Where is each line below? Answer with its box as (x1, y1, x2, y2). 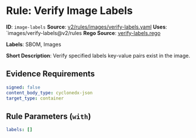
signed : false (6, 84, 41, 90)
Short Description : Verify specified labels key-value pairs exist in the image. (6, 52, 191, 59)
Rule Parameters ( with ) (6, 111, 91, 121)
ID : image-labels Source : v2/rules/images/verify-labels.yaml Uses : (6, 23, 167, 30)
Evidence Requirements (6, 69, 95, 79)
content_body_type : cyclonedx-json (6, 90, 93, 95)
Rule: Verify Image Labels (6, 4, 133, 17)
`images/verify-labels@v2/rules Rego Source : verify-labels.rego (6, 29, 161, 36)
